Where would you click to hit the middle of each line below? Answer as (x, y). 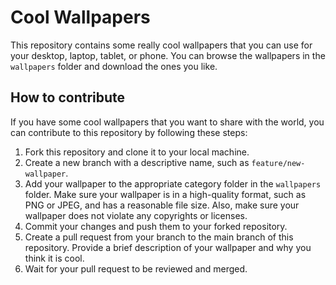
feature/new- (278, 163)
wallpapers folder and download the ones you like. (114, 66)
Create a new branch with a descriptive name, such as (137, 162)
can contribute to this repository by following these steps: (129, 132)
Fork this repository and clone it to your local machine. (137, 152)
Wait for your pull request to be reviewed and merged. (136, 268)
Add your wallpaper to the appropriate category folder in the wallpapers (173, 183)
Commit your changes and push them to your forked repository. (156, 226)
